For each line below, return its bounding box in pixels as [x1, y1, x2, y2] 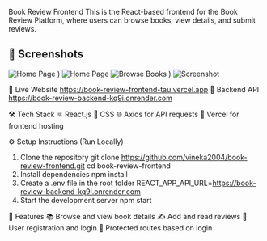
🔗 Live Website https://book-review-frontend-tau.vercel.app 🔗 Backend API [8, 84, 260, 94]
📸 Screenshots [8, 48, 84, 61]
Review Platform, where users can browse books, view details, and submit [8, 15, 256, 25]
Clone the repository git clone [19, 152, 120, 162]
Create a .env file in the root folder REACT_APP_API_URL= [19, 178, 213, 188]
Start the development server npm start [19, 195, 152, 205]
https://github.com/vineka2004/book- [121, 152, 248, 162]
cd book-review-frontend [86, 161, 172, 171]
